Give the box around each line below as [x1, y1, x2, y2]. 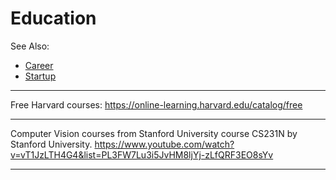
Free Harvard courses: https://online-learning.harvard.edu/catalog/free [10, 98, 303, 111]
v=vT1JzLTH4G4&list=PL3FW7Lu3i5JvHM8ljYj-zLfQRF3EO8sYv [10, 148, 274, 161]
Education [10, 7, 97, 30]
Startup [24, 70, 57, 82]
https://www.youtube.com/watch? [94, 138, 235, 150]
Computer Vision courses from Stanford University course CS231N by [10, 127, 298, 139]
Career [24, 59, 54, 71]
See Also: [10, 40, 50, 52]
